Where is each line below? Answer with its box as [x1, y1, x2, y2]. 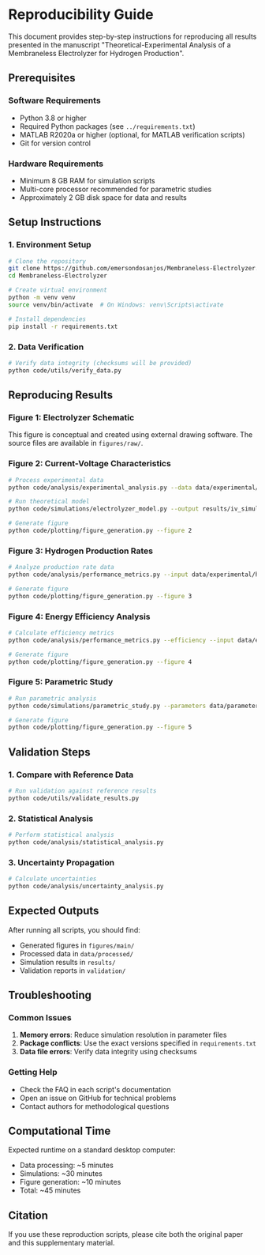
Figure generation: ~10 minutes [19, 1178, 121, 1187]
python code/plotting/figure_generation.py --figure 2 [8, 527, 192, 535]
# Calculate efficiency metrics [8, 628, 114, 637]
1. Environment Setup [8, 239, 92, 251]
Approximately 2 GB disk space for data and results [19, 192, 187, 202]
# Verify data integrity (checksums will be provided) [8, 359, 192, 367]
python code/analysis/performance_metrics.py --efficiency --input [8, 636, 235, 644]
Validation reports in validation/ [19, 966, 126, 975]
